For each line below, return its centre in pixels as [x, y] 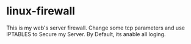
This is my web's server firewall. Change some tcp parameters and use [95, 28]
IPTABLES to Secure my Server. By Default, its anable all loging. [86, 34]
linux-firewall [41, 11]
